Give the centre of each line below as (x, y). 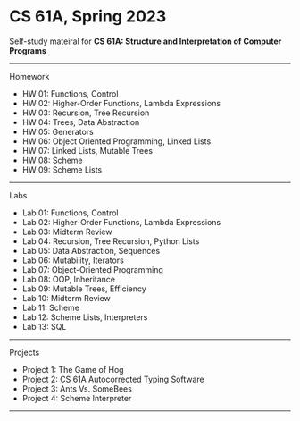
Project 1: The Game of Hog (73, 369)
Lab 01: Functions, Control (70, 213)
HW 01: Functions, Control (70, 93)
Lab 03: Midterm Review (67, 232)
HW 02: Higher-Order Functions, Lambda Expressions (121, 103)
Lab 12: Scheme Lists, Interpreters (85, 317)
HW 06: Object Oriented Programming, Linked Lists (117, 141)
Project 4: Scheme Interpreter (77, 398)
